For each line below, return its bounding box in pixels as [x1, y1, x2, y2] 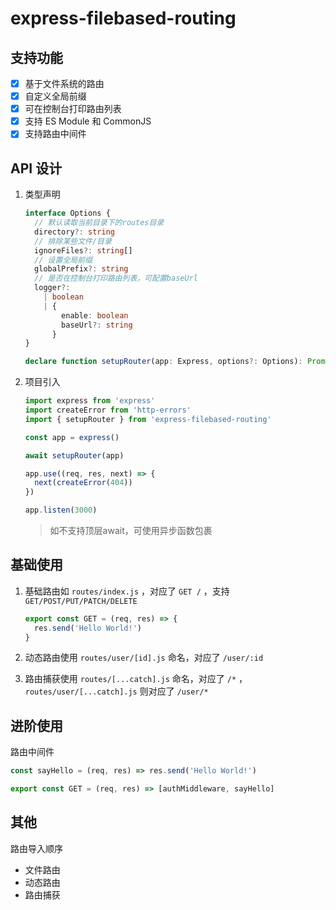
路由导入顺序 [10, 842, 63, 854]
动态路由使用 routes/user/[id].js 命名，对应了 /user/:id [24, 652, 264, 664]
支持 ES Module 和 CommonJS [24, 115, 152, 127]
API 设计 [10, 160, 63, 177]
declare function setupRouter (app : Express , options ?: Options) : [24, 357, 303, 367]
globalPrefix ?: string [34, 264, 129, 274]
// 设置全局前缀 [34, 255, 93, 265]
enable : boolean [61, 310, 129, 321]
